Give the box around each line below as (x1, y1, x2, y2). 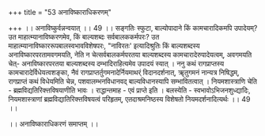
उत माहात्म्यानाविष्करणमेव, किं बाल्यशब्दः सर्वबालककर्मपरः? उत (8, 32, 160, 41)
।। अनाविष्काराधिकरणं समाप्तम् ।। (8, 119, 99, 128)
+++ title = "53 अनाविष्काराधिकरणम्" (8, 8, 112, 17)
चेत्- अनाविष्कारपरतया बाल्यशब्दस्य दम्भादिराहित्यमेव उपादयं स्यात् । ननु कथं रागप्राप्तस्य (8, 59, 224, 68)
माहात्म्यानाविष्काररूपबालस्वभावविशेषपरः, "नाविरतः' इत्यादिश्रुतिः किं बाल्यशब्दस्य (8, 41, 200, 51)
